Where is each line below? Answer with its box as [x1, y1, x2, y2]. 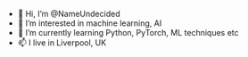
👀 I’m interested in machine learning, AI [17, 18, 162, 28]
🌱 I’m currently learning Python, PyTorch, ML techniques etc [17, 28, 239, 37]
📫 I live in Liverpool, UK [17, 37, 107, 48]
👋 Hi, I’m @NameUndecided [17, 9, 120, 19]
